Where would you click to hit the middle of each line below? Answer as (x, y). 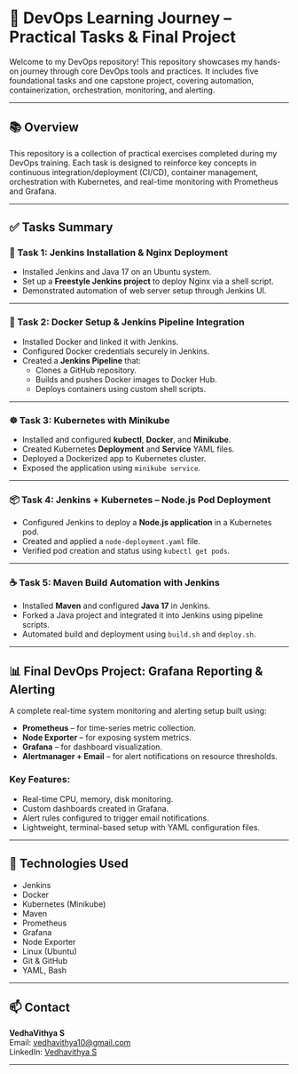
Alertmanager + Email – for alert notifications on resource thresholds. (149, 757)
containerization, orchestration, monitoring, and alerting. (112, 90)
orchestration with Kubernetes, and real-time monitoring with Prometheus (144, 181)
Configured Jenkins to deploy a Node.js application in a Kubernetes (147, 523)
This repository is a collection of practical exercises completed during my (143, 153)
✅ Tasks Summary (61, 227)
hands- (267, 61)
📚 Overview (44, 128)
